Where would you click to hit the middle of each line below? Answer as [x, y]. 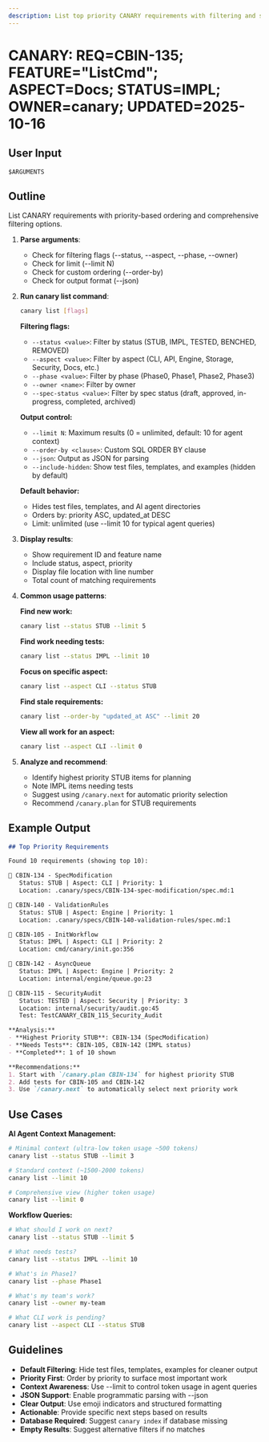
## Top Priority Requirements [59, 847]
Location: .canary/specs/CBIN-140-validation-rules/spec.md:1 [124, 920]
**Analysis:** [32, 1030]
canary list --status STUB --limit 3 [71, 1156]
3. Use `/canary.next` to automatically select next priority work [123, 1090]
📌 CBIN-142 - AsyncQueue [50, 964]
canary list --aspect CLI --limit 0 [81, 746]
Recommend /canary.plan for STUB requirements [114, 803]
